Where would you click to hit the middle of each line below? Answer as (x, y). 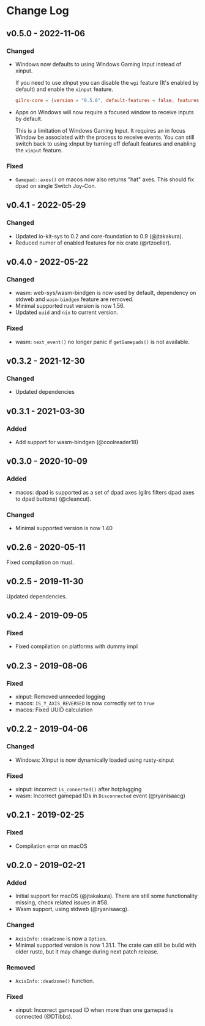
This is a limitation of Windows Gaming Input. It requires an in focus (100, 130)
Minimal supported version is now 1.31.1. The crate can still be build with (106, 945)
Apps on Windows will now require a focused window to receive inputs (104, 112)
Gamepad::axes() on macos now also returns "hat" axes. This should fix (105, 179)
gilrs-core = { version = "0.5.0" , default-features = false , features (107, 100)
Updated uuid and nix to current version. (67, 312)
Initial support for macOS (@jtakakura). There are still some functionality (106, 896)
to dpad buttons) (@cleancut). (53, 499)
